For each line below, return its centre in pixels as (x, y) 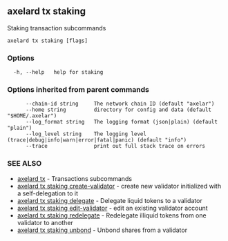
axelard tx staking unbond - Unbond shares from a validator (102, 230)
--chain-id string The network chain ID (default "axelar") (120, 104)
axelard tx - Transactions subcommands (75, 178)
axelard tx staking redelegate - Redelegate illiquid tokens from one (112, 215)
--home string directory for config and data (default (118, 110)
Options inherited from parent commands (78, 90)
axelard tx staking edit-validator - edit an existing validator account (113, 208)
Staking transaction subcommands (57, 28)
